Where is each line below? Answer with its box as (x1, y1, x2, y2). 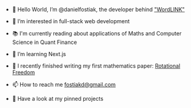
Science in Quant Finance (12, 38, 78, 46)
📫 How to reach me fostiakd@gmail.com (12, 81, 116, 88)
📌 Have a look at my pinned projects (12, 95, 104, 102)
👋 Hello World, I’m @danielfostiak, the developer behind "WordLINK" (12, 6, 185, 13)
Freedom (12, 69, 36, 76)
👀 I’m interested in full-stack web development (12, 18, 130, 24)
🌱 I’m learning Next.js (12, 51, 66, 57)
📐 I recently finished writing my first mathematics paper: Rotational (12, 62, 181, 70)
